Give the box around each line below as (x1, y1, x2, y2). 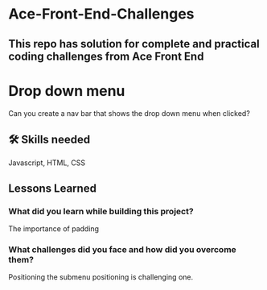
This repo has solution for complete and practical (8, 37, 260, 51)
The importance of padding (8, 224, 99, 234)
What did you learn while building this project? (8, 205, 195, 217)
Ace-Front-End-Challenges (8, 5, 195, 23)
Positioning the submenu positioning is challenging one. (8, 272, 194, 282)
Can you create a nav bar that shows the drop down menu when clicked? (8, 108, 251, 118)
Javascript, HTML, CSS (8, 158, 86, 168)
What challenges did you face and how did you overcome (8, 243, 237, 255)
